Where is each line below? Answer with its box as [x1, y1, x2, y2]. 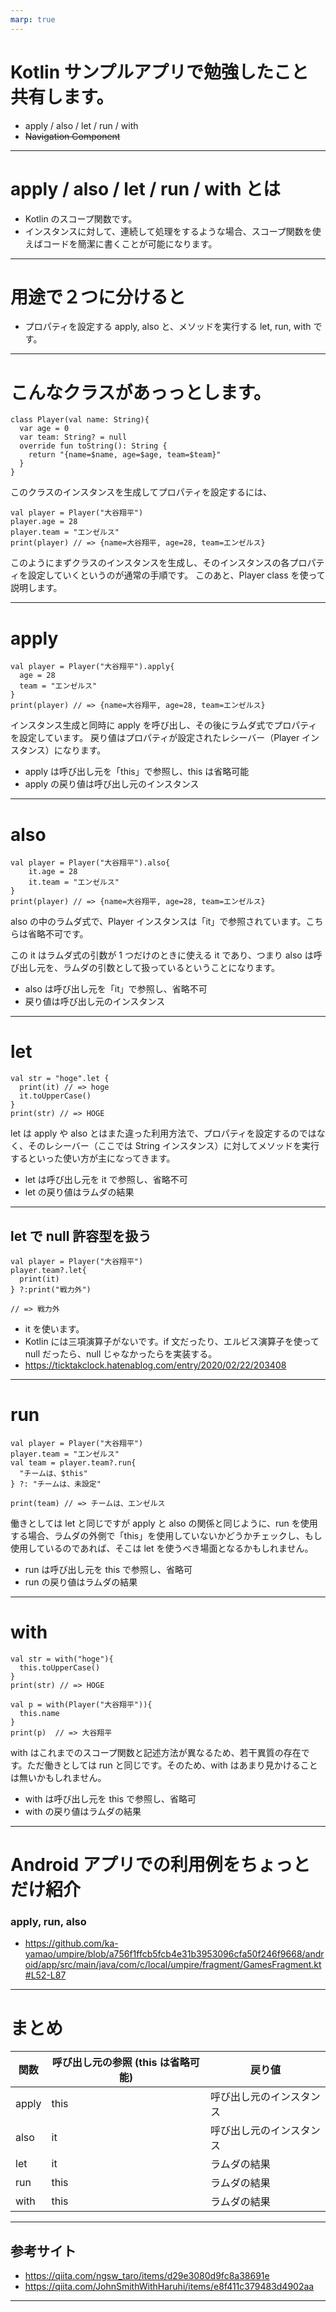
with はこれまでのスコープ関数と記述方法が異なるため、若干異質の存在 [10, 1746, 302, 1758]
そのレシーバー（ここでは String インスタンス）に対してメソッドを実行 [27, 1140, 320, 1152]
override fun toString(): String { [19, 441, 168, 451]
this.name [19, 1708, 60, 1718]
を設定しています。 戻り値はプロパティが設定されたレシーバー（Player [10, 732, 300, 744]
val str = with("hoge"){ [10, 1654, 114, 1664]
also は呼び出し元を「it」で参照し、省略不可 [24, 983, 208, 995]
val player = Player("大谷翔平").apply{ [10, 662, 175, 672]
